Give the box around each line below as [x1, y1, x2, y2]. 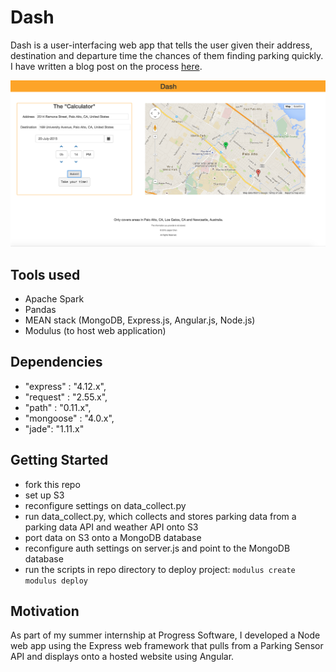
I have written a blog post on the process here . [10, 60, 203, 72]
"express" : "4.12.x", [24, 380, 107, 392]
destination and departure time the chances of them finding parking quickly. [10, 49, 324, 61]
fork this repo [24, 478, 81, 490]
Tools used [10, 266, 81, 283]
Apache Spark [24, 293, 85, 305]
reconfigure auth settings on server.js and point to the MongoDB [24, 542, 291, 554]
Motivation [10, 603, 80, 620]
